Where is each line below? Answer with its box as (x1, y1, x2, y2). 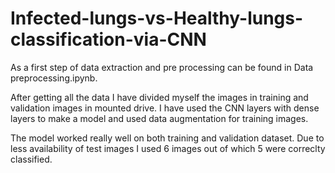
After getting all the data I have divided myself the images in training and (10, 91, 309, 103)
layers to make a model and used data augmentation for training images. (10, 112, 309, 124)
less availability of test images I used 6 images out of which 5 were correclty (10, 142, 326, 154)
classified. (10, 153, 53, 165)
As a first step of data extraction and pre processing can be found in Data (10, 61, 314, 73)
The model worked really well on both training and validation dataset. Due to (10, 132, 325, 144)
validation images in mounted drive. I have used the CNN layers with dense (10, 102, 320, 114)
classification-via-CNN (10, 28, 207, 51)
